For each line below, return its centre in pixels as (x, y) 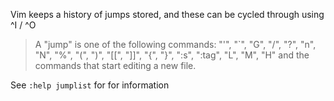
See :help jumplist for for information (90, 85)
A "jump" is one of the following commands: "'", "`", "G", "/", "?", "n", (175, 44)
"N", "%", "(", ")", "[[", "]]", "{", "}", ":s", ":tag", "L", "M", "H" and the (172, 55)
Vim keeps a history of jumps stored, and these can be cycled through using (167, 14)
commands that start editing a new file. (115, 65)
